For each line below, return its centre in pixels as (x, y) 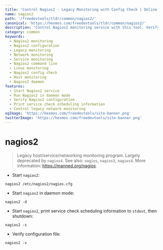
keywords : (15, 37)
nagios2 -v (16, 243)
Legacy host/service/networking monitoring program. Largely (78, 155)
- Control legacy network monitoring (48, 109)
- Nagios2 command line (33, 64)
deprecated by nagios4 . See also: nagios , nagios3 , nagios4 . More (81, 160)
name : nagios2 (19, 14)
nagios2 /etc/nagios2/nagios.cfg (39, 184)
